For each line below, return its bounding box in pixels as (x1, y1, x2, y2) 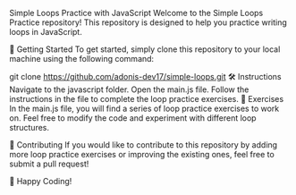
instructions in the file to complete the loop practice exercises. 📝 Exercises (9, 94, 284, 104)
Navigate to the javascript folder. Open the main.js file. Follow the (9, 84, 249, 95)
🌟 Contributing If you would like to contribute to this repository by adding (9, 140, 278, 150)
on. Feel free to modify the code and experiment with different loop (9, 113, 257, 123)
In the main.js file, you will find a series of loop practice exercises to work (9, 103, 280, 114)
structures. (9, 123, 49, 132)
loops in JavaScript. (9, 27, 82, 37)
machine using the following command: (9, 54, 155, 64)
